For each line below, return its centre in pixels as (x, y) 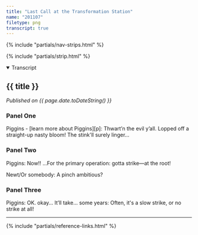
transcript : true (27, 28)
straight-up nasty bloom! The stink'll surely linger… (68, 135)
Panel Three (24, 190)
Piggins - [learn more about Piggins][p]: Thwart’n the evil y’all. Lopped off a (98, 129)
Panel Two (21, 150)
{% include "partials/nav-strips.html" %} (55, 45)
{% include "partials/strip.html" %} (48, 56)
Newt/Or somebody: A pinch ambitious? (55, 174)
